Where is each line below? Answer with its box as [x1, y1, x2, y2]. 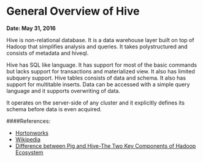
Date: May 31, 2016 [6, 24, 56, 32]
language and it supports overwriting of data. [6, 87, 121, 94]
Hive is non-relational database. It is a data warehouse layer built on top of [6, 36, 194, 43]
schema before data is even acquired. [6, 105, 102, 112]
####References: [6, 117, 51, 125]
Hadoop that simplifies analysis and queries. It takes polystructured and [6, 43, 188, 50]
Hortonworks [15, 129, 49, 136]
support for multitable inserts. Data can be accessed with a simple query [6, 81, 190, 88]
